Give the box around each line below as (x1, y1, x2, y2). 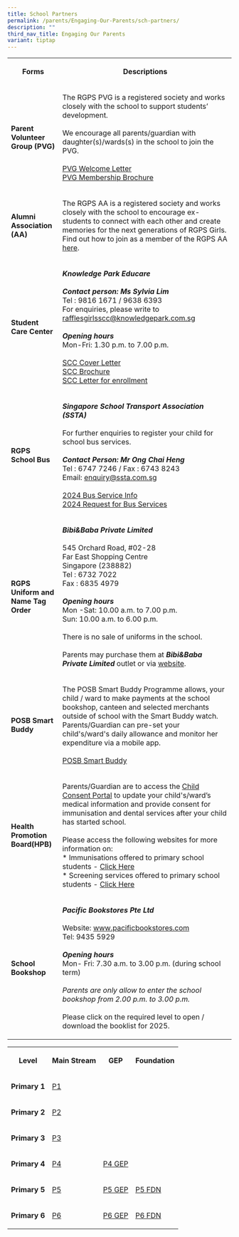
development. (62, 110, 108, 120)
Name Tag (11, 596, 46, 606)
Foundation (134, 1055, 175, 1065)
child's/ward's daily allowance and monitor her (62, 729, 218, 739)
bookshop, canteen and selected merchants (62, 702, 210, 712)
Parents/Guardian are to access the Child (62, 781, 200, 791)
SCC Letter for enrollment (62, 375, 148, 385)
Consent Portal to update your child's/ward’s (62, 790, 211, 800)
